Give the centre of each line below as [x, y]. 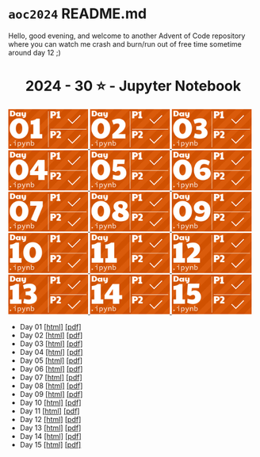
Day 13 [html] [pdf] [50, 428]
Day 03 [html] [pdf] [51, 344]
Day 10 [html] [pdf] [50, 403]
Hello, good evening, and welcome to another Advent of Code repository [127, 36]
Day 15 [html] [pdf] [50, 445]
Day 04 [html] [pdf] [51, 352]
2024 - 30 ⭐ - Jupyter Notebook [133, 86]
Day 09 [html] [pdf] [51, 394]
